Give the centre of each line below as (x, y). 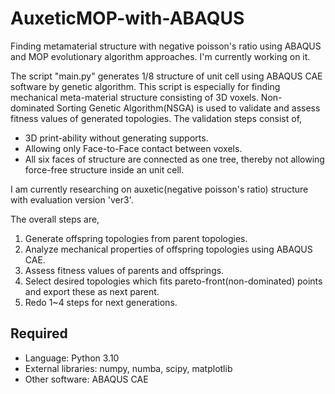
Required (39, 333)
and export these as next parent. (92, 291)
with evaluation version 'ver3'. (72, 199)
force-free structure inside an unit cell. (104, 169)
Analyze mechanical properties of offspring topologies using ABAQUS (168, 249)
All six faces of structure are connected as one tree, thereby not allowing (174, 159)
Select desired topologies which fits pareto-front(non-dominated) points (173, 281)
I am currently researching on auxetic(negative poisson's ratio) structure (159, 189)
